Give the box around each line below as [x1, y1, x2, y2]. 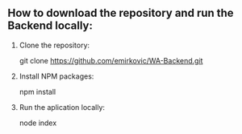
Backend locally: [7, 19, 94, 33]
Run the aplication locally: [19, 102, 106, 112]
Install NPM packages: [19, 71, 94, 81]
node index [19, 118, 57, 128]
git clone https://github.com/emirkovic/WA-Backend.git [19, 55, 203, 65]
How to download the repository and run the [7, 6, 235, 20]
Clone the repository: [19, 40, 90, 50]
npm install [19, 87, 56, 96]
